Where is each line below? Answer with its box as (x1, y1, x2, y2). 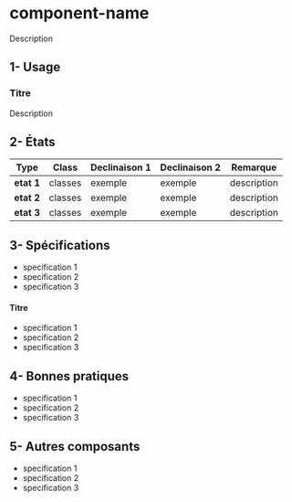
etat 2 (14, 191, 41, 204)
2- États (9, 134, 57, 150)
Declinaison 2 (160, 161, 222, 174)
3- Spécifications (9, 237, 110, 253)
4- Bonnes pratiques (9, 368, 130, 384)
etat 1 (14, 176, 41, 189)
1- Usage (9, 59, 61, 75)
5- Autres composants (9, 438, 141, 454)
